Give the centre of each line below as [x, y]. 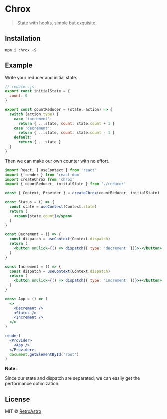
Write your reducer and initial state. [41, 77]
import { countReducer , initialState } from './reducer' [66, 184]
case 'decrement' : [33, 128]
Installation [23, 38]
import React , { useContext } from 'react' [51, 170]
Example [19, 65]
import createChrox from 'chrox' [40, 179]
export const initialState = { [38, 91]
